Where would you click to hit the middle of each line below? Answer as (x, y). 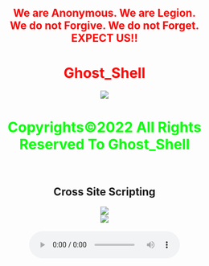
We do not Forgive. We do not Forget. (104, 26)
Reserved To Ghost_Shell (104, 144)
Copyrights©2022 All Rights (104, 127)
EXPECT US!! (104, 38)
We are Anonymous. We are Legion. (104, 13)
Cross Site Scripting (104, 192)
